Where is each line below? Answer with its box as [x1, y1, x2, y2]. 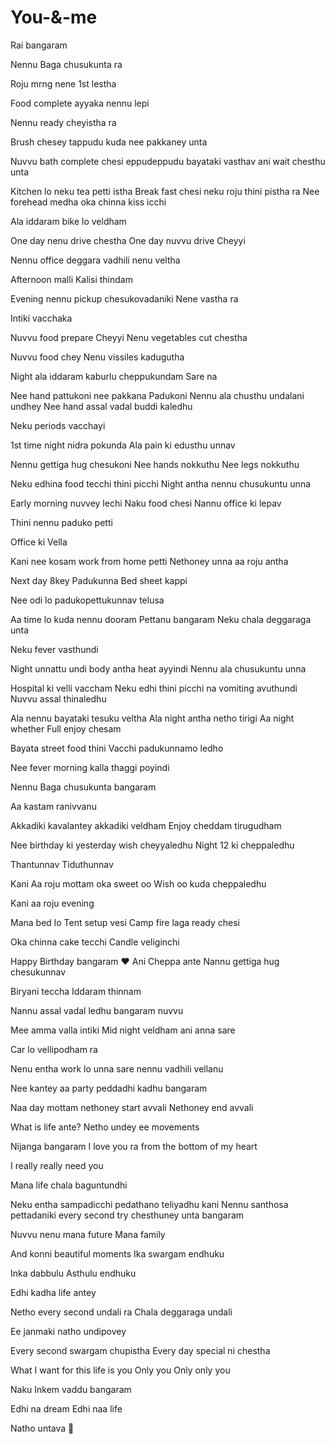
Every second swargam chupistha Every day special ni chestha [10, 1344, 271, 1356]
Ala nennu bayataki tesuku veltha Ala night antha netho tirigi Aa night [10, 712, 295, 724]
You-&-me [10, 6, 98, 29]
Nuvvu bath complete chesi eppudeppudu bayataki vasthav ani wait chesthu [10, 155, 326, 167]
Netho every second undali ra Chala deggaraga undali [10, 1306, 233, 1318]
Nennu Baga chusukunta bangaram [10, 781, 157, 793]
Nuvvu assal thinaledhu [10, 692, 107, 705]
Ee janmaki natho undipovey [10, 1325, 127, 1337]
